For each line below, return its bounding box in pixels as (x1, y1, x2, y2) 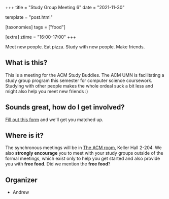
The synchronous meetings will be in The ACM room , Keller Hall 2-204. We (5, 145, 162, 151)
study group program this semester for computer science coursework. (5, 77, 153, 83)
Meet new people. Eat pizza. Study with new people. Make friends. (5, 44, 145, 50)
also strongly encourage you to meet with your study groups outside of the (5, 150, 163, 156)
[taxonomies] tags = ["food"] (5, 24, 66, 30)
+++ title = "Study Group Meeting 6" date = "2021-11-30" (5, 5, 125, 10)
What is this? (5, 59, 48, 67)
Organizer (5, 176, 38, 184)
